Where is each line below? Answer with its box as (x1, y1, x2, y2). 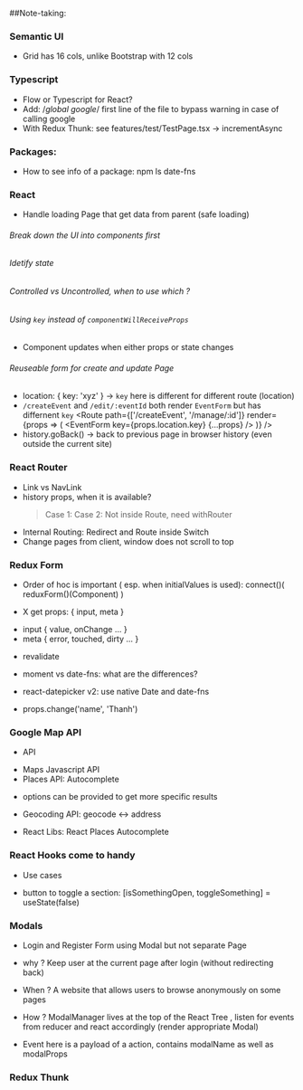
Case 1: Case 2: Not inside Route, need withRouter (44, 508, 232, 519)
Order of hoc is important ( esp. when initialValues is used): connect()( (22, 579, 285, 591)
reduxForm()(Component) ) (22, 589, 124, 600)
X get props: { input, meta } (22, 606, 125, 618)
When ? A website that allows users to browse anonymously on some (22, 984, 281, 995)
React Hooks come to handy (9, 849, 136, 862)
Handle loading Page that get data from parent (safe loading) (22, 209, 251, 220)
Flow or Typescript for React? (22, 94, 133, 105)
